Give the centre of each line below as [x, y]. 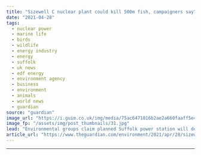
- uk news [24, 68]
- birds [21, 40]
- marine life [29, 34]
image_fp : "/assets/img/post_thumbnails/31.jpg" [68, 124]
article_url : [22, 135]
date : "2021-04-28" [31, 17]
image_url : [20, 118]
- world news [28, 101]
